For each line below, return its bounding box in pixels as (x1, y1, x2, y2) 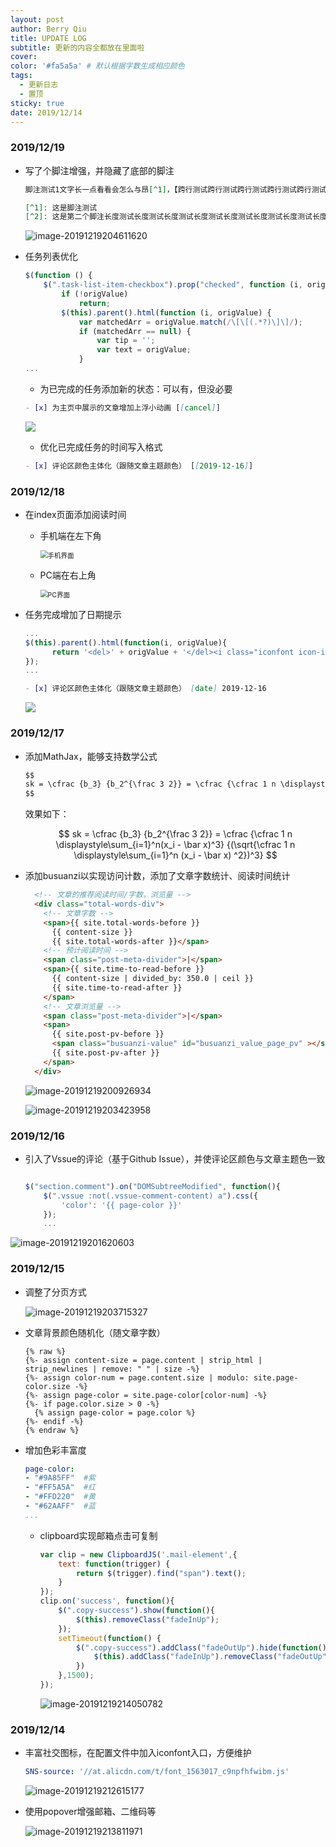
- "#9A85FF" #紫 (24, 1473, 96, 1483)
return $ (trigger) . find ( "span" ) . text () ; (75, 1568, 247, 1578)
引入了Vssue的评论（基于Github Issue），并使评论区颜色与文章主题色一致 (24, 1152, 326, 1165)
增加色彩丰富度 (24, 1444, 87, 1456)
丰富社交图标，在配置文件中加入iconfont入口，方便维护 (24, 1747, 252, 1759)
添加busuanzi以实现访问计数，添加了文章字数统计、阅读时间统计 (24, 870, 291, 882)
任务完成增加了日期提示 (24, 608, 122, 620)
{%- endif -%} (24, 1416, 84, 1426)
